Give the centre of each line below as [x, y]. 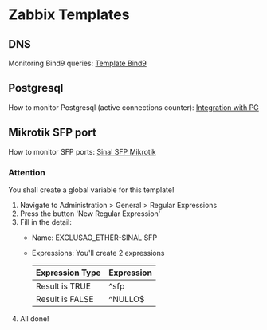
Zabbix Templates [69, 15]
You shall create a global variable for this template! [91, 190]
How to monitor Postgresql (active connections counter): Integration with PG [133, 107]
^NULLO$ [127, 299]
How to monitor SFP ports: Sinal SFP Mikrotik [82, 151]
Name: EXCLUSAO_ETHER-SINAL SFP [94, 238]
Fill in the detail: [45, 222]
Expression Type [68, 273]
